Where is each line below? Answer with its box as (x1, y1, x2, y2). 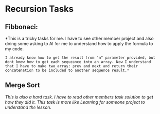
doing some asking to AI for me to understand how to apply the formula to (5, 41, 153, 47)
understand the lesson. (5, 104, 52, 110)
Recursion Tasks (5, 3, 74, 15)
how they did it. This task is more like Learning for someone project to (5, 99, 145, 105)
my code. (5, 46, 24, 51)
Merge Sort (5, 81, 40, 89)
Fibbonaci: (5, 23, 38, 31)
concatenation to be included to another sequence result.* (5, 68, 130, 73)
